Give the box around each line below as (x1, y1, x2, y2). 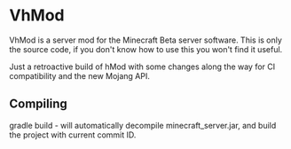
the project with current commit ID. (9, 129, 137, 140)
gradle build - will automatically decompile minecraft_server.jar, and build (9, 120, 277, 130)
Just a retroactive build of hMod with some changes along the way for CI (9, 61, 276, 72)
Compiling (9, 97, 68, 112)
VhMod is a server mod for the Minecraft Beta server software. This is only (9, 35, 282, 45)
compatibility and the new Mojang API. (9, 70, 151, 81)
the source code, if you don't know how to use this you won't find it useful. (9, 43, 283, 54)
